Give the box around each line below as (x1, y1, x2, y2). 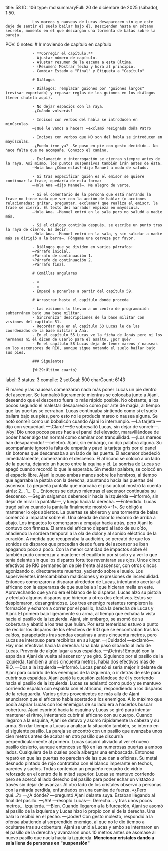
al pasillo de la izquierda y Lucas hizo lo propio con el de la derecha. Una (5, 808, 156, 814)
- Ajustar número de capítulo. (32, 55, 98, 60)
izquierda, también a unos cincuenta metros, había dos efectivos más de (5, 658, 155, 665)
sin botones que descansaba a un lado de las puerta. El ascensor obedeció (5, 450, 160, 456)
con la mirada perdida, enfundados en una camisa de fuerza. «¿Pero (5, 787, 147, 793)
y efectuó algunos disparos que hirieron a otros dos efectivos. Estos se (5, 595, 152, 600)
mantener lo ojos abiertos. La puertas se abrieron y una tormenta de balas (5, 509, 158, 515)
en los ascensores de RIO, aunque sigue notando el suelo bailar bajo (5, 346, 156, 351)
